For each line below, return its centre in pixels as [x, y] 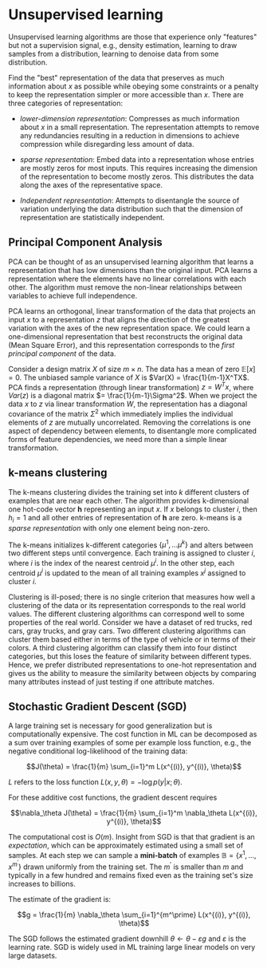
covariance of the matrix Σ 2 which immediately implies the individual [121, 413]
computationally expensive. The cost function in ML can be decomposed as [133, 734]
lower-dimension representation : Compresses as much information [130, 118]
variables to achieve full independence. [73, 295]
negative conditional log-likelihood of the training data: [98, 751]
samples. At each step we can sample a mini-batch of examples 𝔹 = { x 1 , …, [132, 855]
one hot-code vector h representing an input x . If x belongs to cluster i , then [133, 509]
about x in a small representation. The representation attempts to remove [139, 127]
